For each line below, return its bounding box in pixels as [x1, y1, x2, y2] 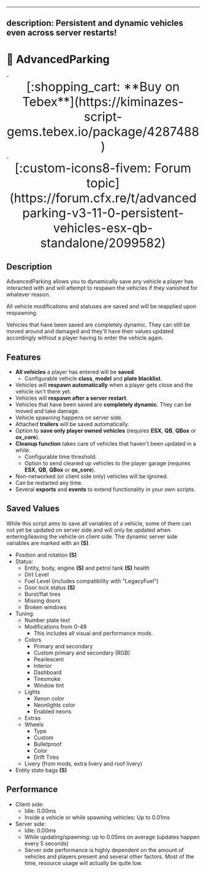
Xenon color [33, 694, 65, 702]
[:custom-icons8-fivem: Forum [14, 160, 192, 176]
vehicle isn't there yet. [15, 387, 72, 395]
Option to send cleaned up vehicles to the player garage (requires [24, 459, 191, 467]
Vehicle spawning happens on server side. [15, 414, 123, 421]
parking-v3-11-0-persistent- [22, 205, 184, 221]
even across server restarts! [6, 28, 117, 38]
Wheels [24, 721, 44, 728]
